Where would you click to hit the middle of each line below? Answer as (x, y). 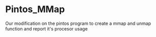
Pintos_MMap (35, 9)
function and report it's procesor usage (47, 28)
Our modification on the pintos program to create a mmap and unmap (78, 23)
